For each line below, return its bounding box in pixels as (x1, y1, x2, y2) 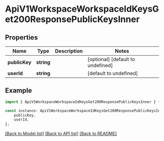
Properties (5, 33, 38, 41)
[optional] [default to (87, 56, 135, 62)
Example (5, 86, 32, 95)
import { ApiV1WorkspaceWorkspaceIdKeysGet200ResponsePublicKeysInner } (5, 99, 156, 104)
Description (55, 48, 83, 54)
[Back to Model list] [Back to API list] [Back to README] (5, 131, 117, 137)
